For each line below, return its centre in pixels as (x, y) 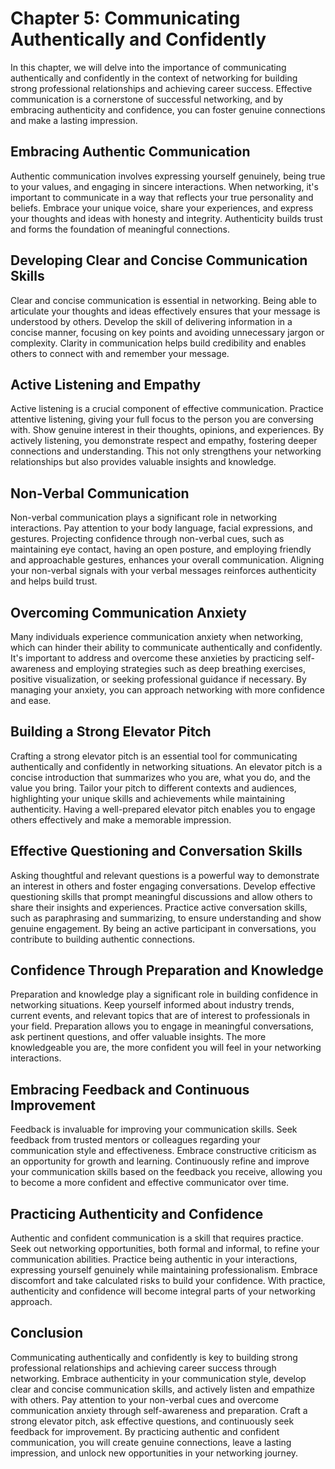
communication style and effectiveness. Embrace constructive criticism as (163, 1151)
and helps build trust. (54, 581)
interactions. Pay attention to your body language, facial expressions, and (161, 528)
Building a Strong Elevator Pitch (111, 732)
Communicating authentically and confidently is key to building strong (154, 1357)
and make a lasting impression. (74, 120)
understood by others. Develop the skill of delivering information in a (151, 321)
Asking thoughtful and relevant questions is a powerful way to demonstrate (165, 875)
